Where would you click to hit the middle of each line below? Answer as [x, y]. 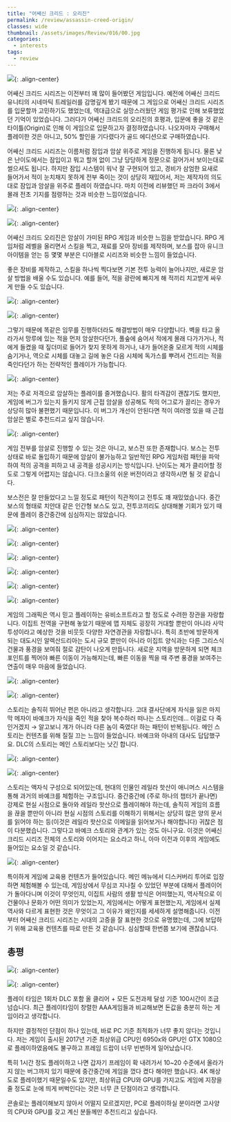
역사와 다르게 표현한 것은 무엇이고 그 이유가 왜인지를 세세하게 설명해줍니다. [108, 911]
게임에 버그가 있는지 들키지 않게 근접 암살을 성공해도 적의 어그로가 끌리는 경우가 [114, 402]
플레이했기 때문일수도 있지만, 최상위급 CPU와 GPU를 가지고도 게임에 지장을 [121, 1080]
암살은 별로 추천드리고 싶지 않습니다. [56, 419]
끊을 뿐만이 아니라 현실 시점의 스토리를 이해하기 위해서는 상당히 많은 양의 [112, 813]
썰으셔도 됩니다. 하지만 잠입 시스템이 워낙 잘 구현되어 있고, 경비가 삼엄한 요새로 [113, 168]
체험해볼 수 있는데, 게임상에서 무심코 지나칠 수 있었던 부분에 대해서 [109, 885]
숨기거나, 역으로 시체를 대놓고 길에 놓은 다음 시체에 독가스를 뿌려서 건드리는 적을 [115, 356]
